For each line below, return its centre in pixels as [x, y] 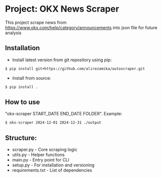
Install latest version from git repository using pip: [62, 60]
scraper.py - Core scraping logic [45, 150]
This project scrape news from [36, 22]
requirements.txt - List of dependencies [52, 170]
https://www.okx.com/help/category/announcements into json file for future [81, 27]
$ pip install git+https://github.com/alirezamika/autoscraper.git [75, 69]
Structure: [21, 138]
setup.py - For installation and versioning [53, 165]
